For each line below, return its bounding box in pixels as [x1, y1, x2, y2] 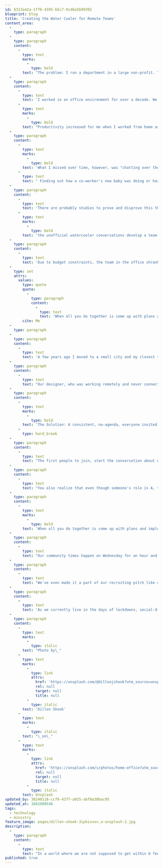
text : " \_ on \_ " [22, 734, 53, 738]
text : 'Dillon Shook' [22, 707, 66, 712]
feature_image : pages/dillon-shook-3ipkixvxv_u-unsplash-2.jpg [5, 819, 136, 824]
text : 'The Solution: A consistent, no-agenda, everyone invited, [22, 422, 160, 427]
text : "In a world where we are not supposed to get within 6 [22, 851, 151, 856]
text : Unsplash [22, 792, 53, 798]
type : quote [22, 283, 47, 287]
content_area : [5, 20, 34, 26]
